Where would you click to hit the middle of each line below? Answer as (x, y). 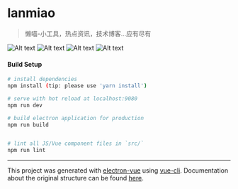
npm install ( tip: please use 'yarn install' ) (77, 86)
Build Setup (25, 64)
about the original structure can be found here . (75, 178)
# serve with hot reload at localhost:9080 (73, 98)
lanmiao (31, 13)
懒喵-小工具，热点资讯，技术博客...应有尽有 (88, 33)
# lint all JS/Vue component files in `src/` (75, 144)
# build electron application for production (75, 118)
